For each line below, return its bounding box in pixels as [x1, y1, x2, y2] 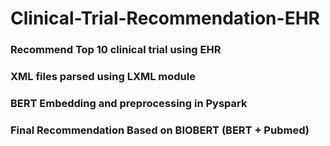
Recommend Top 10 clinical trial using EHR [10, 43, 222, 57]
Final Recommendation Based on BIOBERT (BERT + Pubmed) [10, 123, 310, 137]
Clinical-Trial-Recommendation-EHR [10, 7, 320, 30]
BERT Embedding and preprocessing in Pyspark [10, 96, 248, 110]
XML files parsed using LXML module [10, 70, 196, 84]
